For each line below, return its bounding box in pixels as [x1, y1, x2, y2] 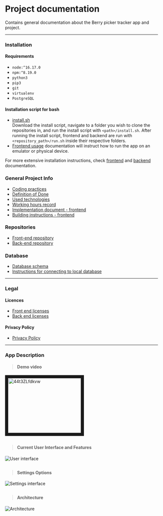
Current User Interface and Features [16, 445, 92, 450]
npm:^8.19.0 [12, 71, 36, 75]
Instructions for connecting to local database [12, 268, 102, 274]
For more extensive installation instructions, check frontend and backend [5, 158, 151, 163]
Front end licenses [12, 308, 49, 314]
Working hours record [12, 201, 56, 207]
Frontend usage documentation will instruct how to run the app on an [12, 143, 150, 149]
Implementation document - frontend [12, 207, 86, 213]
